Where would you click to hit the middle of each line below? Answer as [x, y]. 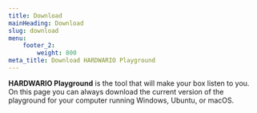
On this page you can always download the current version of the [116, 91]
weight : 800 [57, 53]
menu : [17, 38]
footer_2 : [39, 46]
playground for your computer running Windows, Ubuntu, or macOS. [121, 100]
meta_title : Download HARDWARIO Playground [82, 61]
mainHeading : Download [46, 23]
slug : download [34, 30]
